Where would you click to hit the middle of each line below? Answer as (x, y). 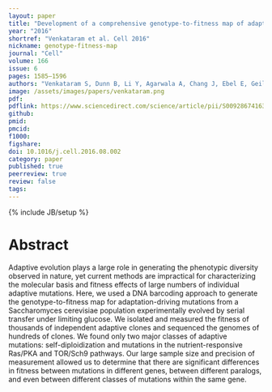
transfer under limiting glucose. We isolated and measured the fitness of (129, 319)
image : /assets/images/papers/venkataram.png (86, 91)
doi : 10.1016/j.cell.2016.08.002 (65, 151)
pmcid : (19, 129)
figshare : (25, 144)
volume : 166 (28, 62)
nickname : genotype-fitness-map (63, 46)
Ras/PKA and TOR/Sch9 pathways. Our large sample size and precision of (132, 353)
